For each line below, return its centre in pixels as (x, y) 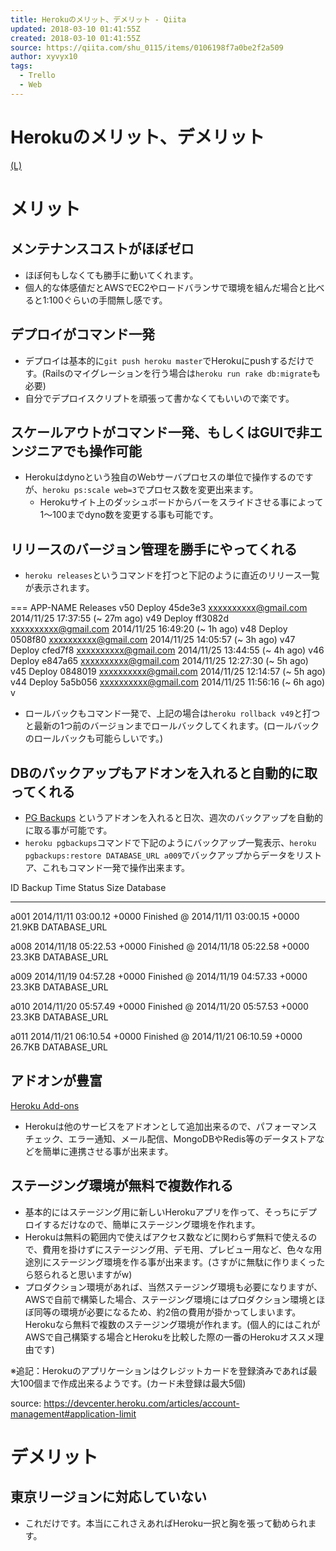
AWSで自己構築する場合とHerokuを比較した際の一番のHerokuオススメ (170, 1337)
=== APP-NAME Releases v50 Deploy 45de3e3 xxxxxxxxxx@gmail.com (159, 608)
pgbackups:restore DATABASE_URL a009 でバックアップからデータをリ (164, 855)
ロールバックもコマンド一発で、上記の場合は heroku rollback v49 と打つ (172, 713)
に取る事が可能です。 (68, 830)
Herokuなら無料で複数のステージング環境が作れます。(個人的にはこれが (172, 1324)
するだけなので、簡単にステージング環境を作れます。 (151, 1224)
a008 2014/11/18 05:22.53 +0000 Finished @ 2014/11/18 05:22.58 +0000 (160, 946)
